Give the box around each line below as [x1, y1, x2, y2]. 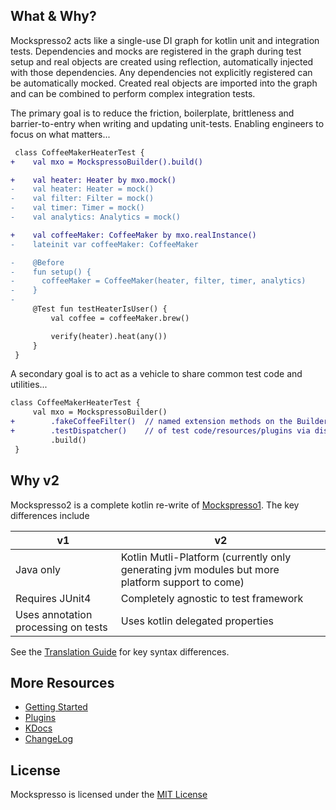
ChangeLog [24, 733, 74, 745]
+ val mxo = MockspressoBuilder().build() [10, 157, 203, 167]
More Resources [10, 674, 115, 691]
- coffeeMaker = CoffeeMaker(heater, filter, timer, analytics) [10, 276, 307, 286]
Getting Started [24, 701, 88, 713]
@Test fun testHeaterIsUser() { [32, 304, 168, 314]
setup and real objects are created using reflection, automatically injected [10, 55, 314, 68]
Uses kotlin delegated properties [120, 614, 274, 628]
